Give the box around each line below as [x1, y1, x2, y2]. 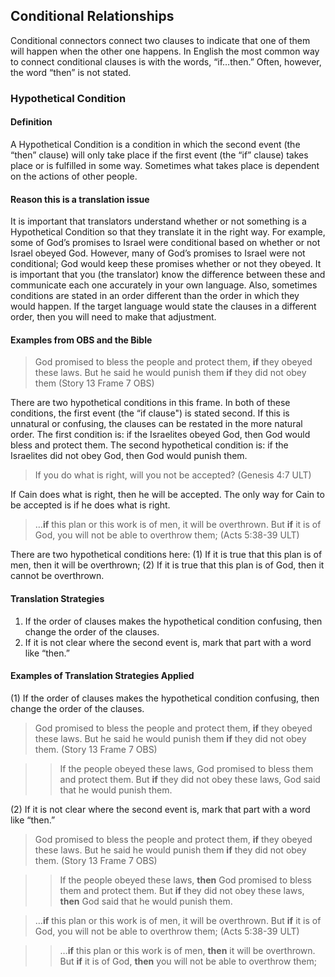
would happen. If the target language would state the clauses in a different [10, 300, 317, 313]
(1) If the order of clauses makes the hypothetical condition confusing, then [10, 692, 320, 704]
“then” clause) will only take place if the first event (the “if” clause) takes [10, 149, 309, 161]
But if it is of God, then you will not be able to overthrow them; [59, 955, 317, 967]
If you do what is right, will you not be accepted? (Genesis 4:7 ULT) [34, 469, 312, 481]
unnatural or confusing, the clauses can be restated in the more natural [10, 418, 303, 430]
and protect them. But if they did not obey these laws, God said [59, 773, 321, 785]
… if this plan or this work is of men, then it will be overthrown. [59, 944, 316, 956]
